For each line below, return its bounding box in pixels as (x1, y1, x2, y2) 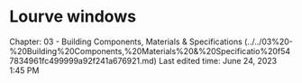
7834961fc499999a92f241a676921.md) (9, 55, 158, 66)
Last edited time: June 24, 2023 (159, 55, 278, 66)
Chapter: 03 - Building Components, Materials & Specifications (9, 36, 243, 47)
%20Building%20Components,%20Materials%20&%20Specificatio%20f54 (9, 45, 291, 56)
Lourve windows (9, 6, 137, 27)
